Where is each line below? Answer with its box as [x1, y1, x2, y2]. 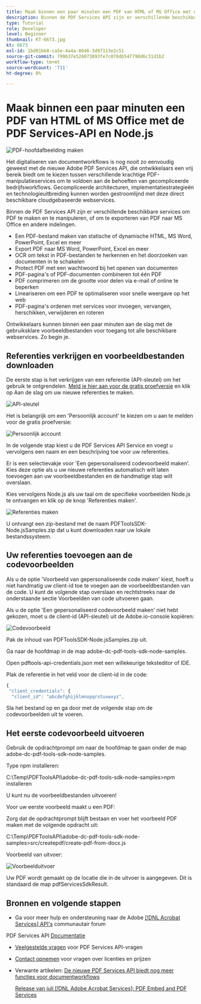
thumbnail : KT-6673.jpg [6, 37, 66, 43]
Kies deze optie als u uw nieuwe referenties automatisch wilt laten [6, 466, 169, 473]
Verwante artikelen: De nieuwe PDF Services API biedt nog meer [14, 967, 175, 974]
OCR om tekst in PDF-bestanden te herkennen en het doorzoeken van [14, 251, 188, 259]
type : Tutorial [6, 20, 44, 26]
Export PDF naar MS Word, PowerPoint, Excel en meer [14, 245, 149, 253]
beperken [14, 283, 39, 291]
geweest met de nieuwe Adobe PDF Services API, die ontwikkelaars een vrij [6, 164, 193, 172]
